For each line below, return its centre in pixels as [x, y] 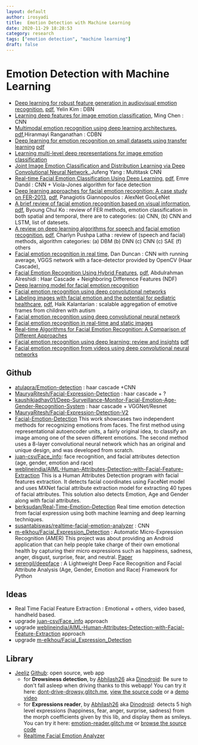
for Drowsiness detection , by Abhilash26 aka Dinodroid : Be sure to [106, 679]
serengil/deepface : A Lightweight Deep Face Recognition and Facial [98, 563]
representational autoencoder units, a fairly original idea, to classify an [100, 431]
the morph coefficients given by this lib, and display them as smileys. [108, 717]
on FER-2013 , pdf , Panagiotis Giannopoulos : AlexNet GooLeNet [92, 197]
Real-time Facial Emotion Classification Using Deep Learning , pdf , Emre [102, 178]
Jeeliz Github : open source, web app [59, 673]
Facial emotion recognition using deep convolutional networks [90, 291]
